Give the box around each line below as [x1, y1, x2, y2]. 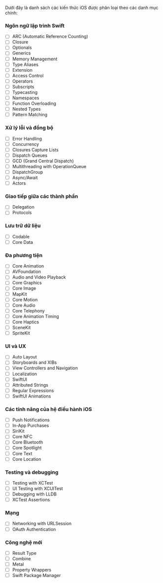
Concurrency [12, 141, 39, 147]
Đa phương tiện [5, 252, 43, 259]
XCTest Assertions [12, 497, 50, 503]
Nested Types [12, 106, 41, 112]
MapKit [12, 291, 27, 297]
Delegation [12, 204, 34, 210]
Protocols [12, 210, 32, 216]
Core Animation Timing [12, 313, 59, 319]
